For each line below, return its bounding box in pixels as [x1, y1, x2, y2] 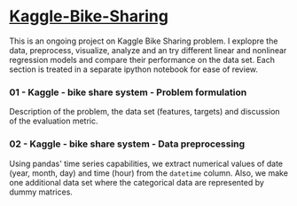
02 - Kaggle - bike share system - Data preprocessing [9, 138, 246, 150]
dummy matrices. [9, 186, 74, 197]
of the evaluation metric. [9, 115, 98, 126]
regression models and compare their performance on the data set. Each [9, 54, 275, 65]
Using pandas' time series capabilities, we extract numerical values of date [9, 158, 284, 169]
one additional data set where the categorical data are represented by [9, 177, 264, 187]
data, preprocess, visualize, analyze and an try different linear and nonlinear [9, 44, 287, 55]
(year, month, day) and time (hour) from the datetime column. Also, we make [9, 167, 288, 178]
